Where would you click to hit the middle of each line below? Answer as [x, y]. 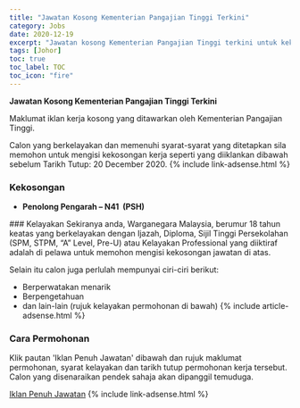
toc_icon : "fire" [42, 76]
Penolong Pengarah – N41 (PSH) [83, 207]
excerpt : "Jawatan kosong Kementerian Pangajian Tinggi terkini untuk [143, 42]
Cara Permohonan [50, 338]
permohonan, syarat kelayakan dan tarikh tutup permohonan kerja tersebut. [148, 368]
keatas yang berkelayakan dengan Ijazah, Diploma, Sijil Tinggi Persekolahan [149, 234]
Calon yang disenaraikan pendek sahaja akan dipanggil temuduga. [132, 377]
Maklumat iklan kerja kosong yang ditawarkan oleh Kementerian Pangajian [146, 118]
